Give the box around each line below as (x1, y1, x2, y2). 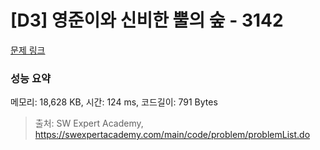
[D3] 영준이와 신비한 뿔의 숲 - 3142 (10, 9, 284, 32)
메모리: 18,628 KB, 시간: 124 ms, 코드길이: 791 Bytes (10, 96, 218, 108)
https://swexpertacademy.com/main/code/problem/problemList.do (34, 129, 311, 141)
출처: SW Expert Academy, (34, 117, 144, 130)
